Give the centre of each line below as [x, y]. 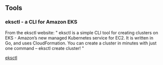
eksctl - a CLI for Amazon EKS [41, 22]
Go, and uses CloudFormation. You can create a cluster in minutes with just [81, 43]
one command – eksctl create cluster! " [45, 48]
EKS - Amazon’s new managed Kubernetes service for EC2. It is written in [79, 38]
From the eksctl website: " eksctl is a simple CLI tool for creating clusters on [81, 32]
